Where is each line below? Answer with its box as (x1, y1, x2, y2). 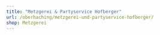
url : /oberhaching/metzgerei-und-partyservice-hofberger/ (6, 14, 154, 20)
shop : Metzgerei (6, 20, 47, 26)
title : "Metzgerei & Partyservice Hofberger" (6, 8, 122, 15)
